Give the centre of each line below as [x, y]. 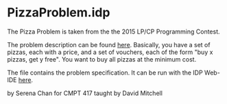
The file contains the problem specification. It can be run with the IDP [105, 73]
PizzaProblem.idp [59, 13]
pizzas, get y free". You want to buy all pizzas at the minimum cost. [102, 59]
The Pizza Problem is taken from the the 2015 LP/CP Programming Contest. [114, 31]
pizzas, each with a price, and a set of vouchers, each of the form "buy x [110, 52]
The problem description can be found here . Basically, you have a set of [109, 44]
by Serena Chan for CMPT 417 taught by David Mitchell [85, 93]
